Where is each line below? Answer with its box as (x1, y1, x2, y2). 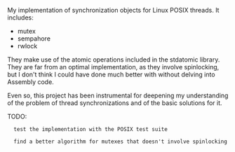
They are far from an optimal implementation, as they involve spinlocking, (7, 63, 220, 71)
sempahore (17, 34, 51, 43)
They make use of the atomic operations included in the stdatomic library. (7, 55, 220, 64)
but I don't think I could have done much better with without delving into (7, 70, 215, 78)
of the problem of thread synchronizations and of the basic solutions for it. (7, 99, 222, 107)
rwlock (17, 42, 38, 50)
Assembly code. (7, 78, 54, 86)
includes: (7, 13, 34, 22)
